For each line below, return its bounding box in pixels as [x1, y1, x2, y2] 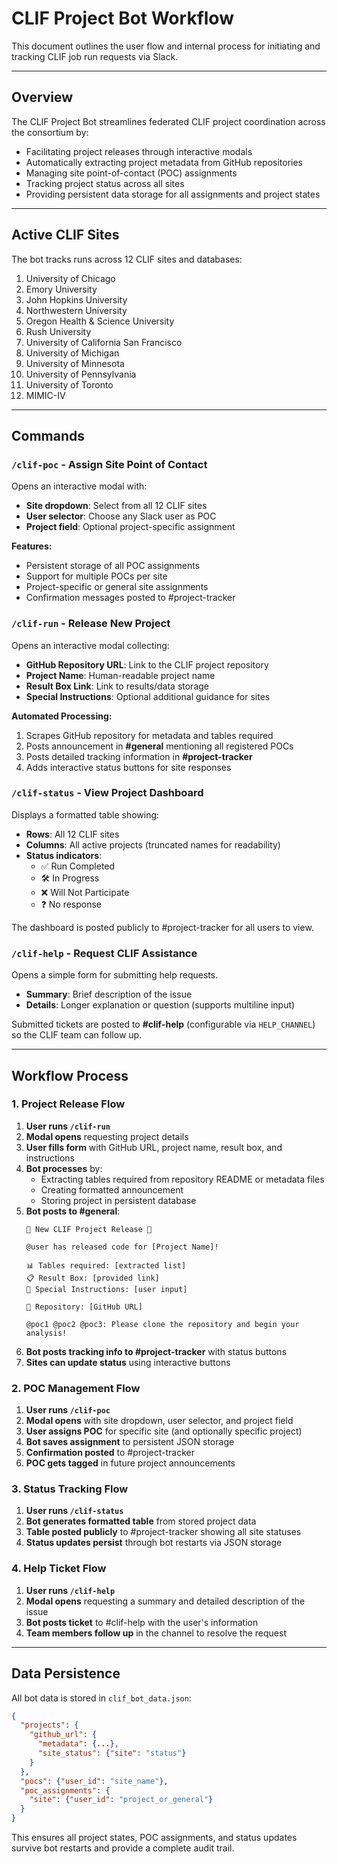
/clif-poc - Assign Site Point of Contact [11, 457, 208, 471]
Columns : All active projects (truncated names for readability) [25, 838, 281, 851]
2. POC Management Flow [11, 1381, 141, 1395]
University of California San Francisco [25, 336, 183, 348]
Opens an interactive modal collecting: [11, 639, 170, 651]
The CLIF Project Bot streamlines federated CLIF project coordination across [11, 115, 326, 127]
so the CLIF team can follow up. [11, 1029, 143, 1041]
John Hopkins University [25, 293, 128, 306]
